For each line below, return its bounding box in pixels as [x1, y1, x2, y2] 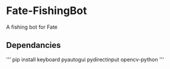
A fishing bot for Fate [6, 23, 58, 30]
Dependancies [6, 40, 61, 50]
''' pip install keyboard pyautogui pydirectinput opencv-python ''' [6, 56, 165, 63]
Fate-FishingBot [6, 4, 87, 18]
